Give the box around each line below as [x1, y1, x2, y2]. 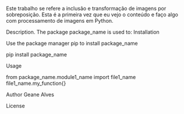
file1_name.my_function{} [6, 80, 66, 87]
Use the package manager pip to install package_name [6, 40, 138, 47]
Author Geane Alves [6, 91, 54, 98]
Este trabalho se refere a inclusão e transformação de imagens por [6, 5, 167, 12]
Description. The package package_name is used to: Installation [6, 28, 160, 35]
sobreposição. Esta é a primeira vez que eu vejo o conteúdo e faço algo [6, 11, 179, 18]
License [6, 102, 25, 109]
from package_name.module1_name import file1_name [6, 74, 136, 80]
